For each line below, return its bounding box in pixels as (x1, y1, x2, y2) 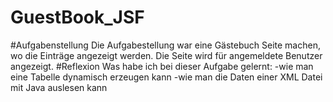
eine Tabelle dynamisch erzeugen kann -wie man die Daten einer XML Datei (10, 71, 323, 83)
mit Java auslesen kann (10, 81, 108, 93)
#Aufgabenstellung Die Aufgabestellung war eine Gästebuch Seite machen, (10, 39, 321, 51)
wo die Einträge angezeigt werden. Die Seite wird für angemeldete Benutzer (10, 49, 323, 61)
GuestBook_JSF (10, 6, 145, 29)
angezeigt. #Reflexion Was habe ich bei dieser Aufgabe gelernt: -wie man (10, 60, 314, 72)
